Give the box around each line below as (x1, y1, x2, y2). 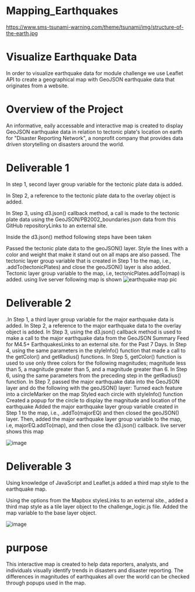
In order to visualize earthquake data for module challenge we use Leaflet (6, 69, 183, 77)
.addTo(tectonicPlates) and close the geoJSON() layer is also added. (6, 263, 171, 270)
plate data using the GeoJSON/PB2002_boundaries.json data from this (6, 216, 176, 223)
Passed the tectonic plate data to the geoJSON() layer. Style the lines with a (6, 244, 189, 251)
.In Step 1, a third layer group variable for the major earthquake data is (6, 315, 174, 323)
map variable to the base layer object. (6, 509, 97, 516)
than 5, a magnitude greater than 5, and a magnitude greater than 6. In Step (6, 365, 188, 373)
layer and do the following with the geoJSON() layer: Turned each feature (6, 384, 183, 391)
